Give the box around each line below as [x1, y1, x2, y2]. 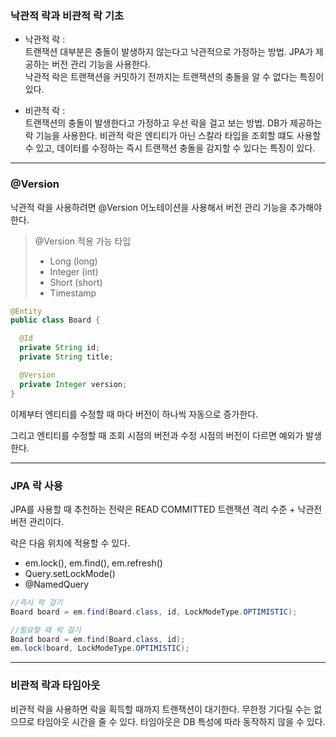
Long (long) [49, 255, 98, 267]
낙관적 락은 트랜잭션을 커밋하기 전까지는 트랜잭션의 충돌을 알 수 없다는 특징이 [24, 71, 325, 83]
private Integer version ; [19, 379, 128, 389]
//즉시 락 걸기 [10, 597, 63, 607]
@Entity [10, 306, 43, 316]
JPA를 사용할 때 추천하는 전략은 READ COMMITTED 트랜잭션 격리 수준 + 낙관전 [10, 503, 323, 515]
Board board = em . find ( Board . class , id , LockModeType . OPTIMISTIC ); [10, 607, 298, 617]
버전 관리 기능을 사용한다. [51, 58, 151, 71]
